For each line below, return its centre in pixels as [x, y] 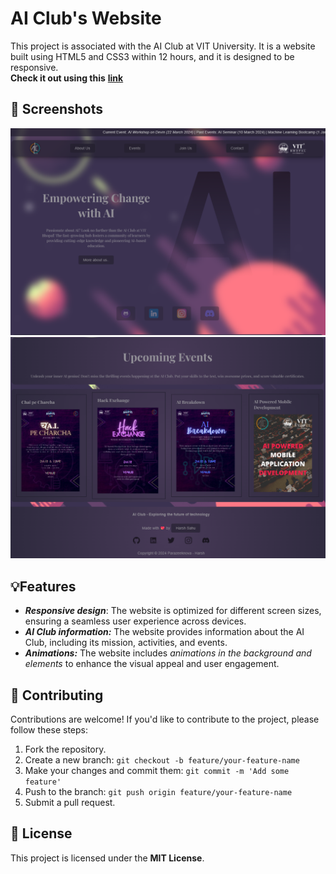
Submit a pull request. [70, 802]
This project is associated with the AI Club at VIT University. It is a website [163, 46]
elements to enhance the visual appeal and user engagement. [152, 664]
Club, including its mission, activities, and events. [126, 643]
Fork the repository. [65, 749]
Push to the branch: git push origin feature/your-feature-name [158, 791]
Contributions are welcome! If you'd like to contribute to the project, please [165, 719]
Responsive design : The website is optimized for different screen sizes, [173, 611]
